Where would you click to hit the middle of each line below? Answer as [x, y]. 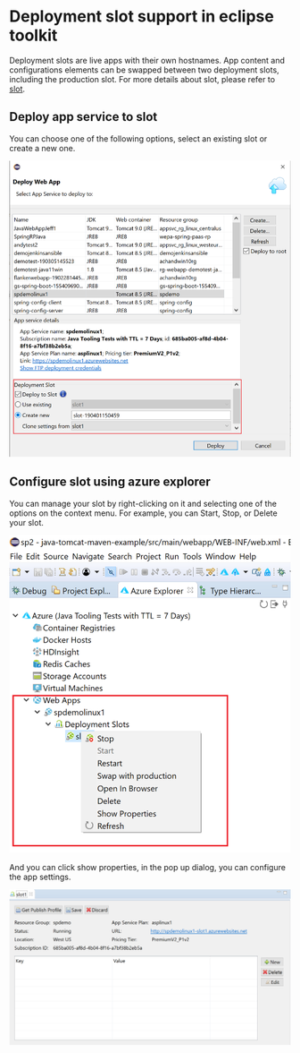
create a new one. [42, 148]
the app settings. [40, 877]
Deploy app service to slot [83, 117]
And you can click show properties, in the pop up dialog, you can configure [147, 867]
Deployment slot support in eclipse [142, 17]
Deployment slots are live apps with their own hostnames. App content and [147, 60]
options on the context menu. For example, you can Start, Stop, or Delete [144, 513]
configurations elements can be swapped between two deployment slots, [144, 70]
